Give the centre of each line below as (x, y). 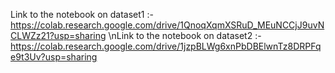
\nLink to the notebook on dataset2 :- (185, 35)
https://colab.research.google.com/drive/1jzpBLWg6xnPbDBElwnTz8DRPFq (166, 46)
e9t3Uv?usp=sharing (54, 57)
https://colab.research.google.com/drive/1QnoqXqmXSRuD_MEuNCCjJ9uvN (167, 25)
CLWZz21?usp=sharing (58, 35)
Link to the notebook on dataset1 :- (82, 14)
